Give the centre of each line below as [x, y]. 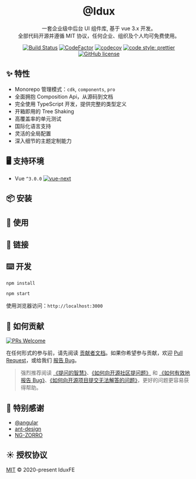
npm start [18, 294]
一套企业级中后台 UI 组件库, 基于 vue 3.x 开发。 [99, 28]
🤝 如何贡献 [25, 326]
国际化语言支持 [33, 126]
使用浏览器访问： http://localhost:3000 [54, 306]
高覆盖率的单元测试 [38, 119]
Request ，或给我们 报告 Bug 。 [43, 360]
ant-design [28, 429]
